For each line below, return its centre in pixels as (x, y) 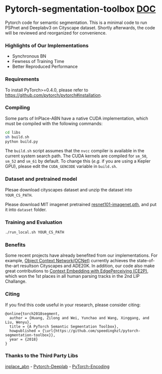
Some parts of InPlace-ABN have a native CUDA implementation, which (77, 118)
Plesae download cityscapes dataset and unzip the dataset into (69, 189)
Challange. (16, 281)
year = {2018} (24, 339)
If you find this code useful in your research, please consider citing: (73, 305)
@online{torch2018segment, (32, 313)
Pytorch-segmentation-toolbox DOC (81, 9)
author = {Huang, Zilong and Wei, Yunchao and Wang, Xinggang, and (80, 318)
